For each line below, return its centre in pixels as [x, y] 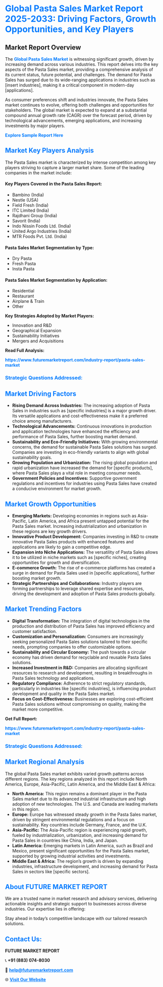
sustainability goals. [32, 457]
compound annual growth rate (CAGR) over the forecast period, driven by [79, 115]
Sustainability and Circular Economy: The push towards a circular [79, 652]
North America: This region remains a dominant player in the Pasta [79, 793]
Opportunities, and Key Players [69, 29]
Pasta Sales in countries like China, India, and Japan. [65, 840]
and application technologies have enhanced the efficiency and [76, 431]
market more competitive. [38, 709]
